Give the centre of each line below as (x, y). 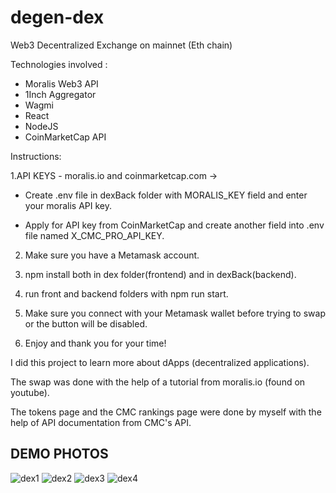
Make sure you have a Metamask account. (112, 255)
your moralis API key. (68, 205)
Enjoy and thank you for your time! (95, 343)
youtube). (30, 392)
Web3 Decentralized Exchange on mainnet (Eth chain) (121, 45)
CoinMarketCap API (65, 137)
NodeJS (41, 126)
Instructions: (36, 156)
